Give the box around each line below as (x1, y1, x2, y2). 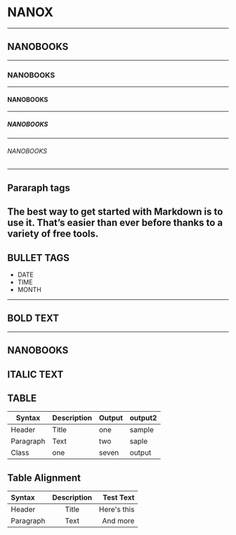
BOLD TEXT (7, 313, 60, 325)
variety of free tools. (7, 228, 99, 240)
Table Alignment (7, 472, 81, 484)
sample (129, 425, 155, 435)
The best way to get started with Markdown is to (7, 206, 223, 218)
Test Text (103, 493, 135, 503)
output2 (129, 413, 157, 423)
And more (102, 516, 135, 526)
